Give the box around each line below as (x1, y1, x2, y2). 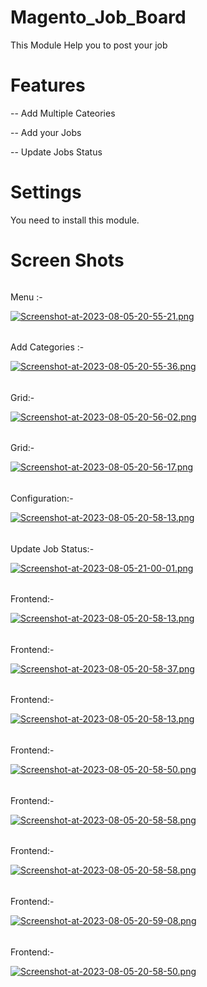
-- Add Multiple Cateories (10, 107, 116, 119)
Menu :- (10, 291, 43, 303)
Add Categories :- (10, 341, 85, 353)
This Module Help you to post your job (10, 39, 168, 51)
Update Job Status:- (10, 542, 95, 555)
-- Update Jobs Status (10, 146, 103, 158)
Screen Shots (10, 249, 125, 271)
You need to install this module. (10, 214, 140, 226)
